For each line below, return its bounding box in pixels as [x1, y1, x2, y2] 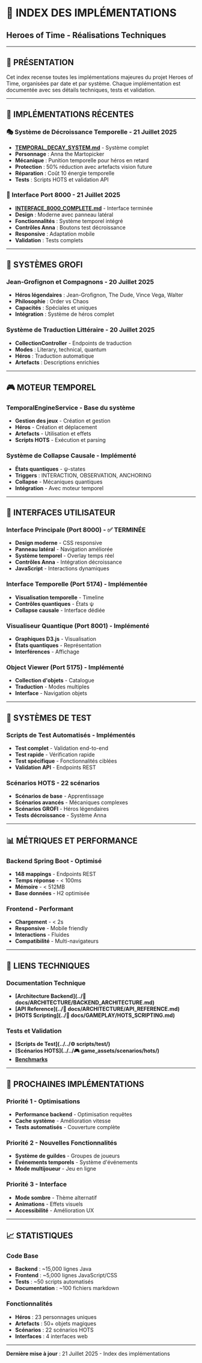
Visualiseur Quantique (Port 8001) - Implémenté [6, 622, 150, 630]
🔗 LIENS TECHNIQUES [6, 960, 90, 971]
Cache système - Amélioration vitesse [14, 1117, 111, 1124]
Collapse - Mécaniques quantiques [14, 478, 103, 485]
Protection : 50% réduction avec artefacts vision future [14, 163, 153, 170]
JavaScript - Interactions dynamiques [14, 565, 109, 572]
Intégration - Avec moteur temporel [14, 484, 104, 491]
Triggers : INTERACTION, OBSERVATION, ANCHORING [14, 471, 152, 479]
